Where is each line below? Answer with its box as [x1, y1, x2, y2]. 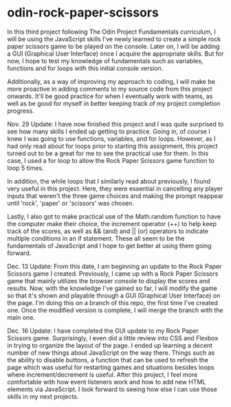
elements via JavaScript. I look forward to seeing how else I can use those [7, 385, 218, 393]
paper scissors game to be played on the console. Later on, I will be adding [7, 42, 220, 50]
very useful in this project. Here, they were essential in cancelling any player [7, 184, 223, 192]
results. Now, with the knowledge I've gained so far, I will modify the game [7, 284, 218, 292]
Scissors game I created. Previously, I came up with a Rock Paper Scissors [7, 269, 219, 278]
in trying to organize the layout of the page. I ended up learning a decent [7, 341, 213, 349]
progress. [7, 107, 34, 115]
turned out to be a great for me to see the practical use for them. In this [7, 149, 209, 157]
